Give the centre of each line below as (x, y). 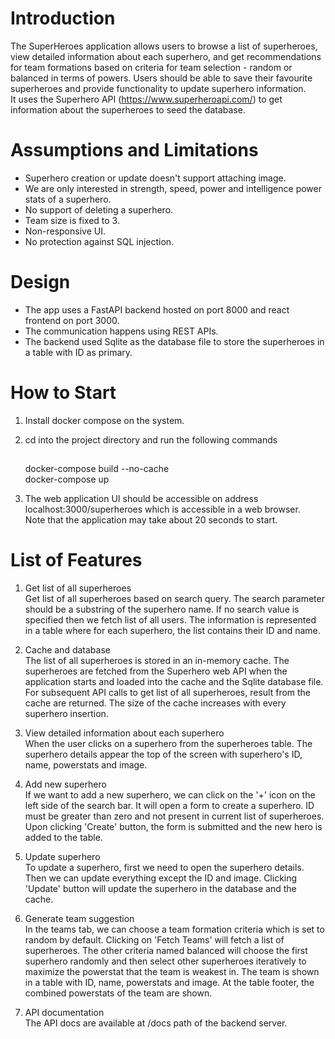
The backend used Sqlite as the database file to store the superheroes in (174, 341)
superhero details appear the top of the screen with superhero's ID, (163, 754)
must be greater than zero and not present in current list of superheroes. (174, 816)
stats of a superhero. (68, 199)
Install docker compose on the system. (104, 420)
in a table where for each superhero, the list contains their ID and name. (172, 631)
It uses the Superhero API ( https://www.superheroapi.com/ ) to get (146, 99)
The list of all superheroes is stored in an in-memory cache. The (157, 661)
